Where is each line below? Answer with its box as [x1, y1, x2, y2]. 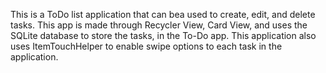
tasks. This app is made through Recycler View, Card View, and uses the [10, 19, 308, 31]
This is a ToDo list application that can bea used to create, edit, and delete [10, 9, 316, 20]
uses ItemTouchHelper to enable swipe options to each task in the [10, 40, 283, 52]
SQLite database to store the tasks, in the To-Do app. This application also [10, 30, 317, 41]
